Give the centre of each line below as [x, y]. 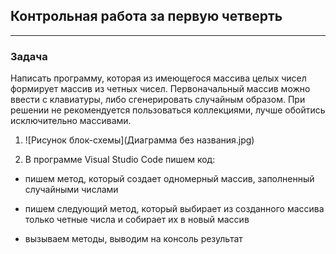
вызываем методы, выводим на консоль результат [133, 239]
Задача [29, 56]
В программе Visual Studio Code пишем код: [120, 160]
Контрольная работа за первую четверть [146, 16]
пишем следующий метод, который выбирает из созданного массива [174, 209]
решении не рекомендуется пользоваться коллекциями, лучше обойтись [168, 110]
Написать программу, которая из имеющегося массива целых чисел [158, 78]
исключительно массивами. [71, 121]
